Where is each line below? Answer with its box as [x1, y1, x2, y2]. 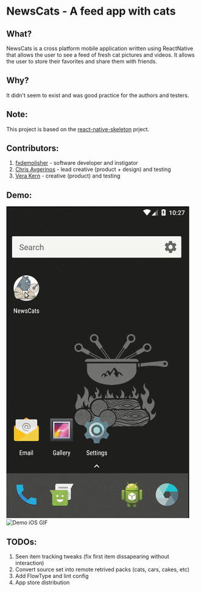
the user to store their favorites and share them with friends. [6, 58, 157, 65]
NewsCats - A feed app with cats [6, 4, 176, 18]
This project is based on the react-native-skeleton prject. [6, 125, 150, 132]
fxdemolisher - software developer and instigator [15, 159, 138, 167]
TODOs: [6, 536, 37, 547]
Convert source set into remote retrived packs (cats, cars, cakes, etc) [15, 566, 190, 573]
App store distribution [15, 579, 70, 587]
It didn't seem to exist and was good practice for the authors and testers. [6, 92, 189, 99]
